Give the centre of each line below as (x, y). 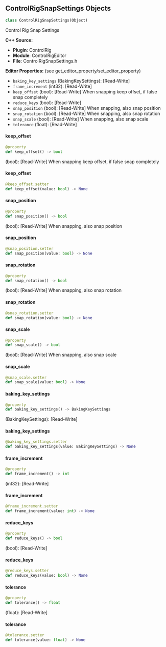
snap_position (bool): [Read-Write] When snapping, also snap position (87, 108)
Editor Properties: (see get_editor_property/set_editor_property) (73, 71)
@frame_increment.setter (32, 506)
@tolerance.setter (25, 635)
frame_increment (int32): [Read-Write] (52, 86)
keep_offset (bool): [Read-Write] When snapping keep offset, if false (85, 91)
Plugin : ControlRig (32, 50)
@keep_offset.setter (27, 184)
